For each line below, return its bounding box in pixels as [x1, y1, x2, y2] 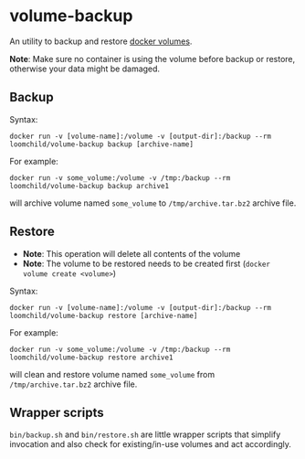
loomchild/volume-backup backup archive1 [9, 181, 170, 190]
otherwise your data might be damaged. [9, 63, 161, 74]
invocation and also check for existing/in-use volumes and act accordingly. [9, 439, 292, 450]
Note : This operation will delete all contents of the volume [22, 248, 241, 259]
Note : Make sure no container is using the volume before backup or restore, [9, 53, 296, 64]
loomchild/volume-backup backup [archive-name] [9, 139, 195, 149]
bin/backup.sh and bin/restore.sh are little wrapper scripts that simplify [9, 429, 281, 440]
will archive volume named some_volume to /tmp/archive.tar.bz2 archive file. [9, 197, 297, 208]
